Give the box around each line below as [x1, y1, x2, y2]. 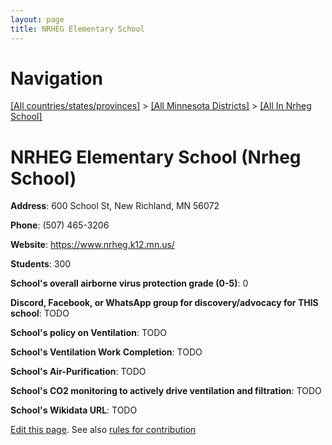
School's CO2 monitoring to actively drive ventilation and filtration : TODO [10, 385, 322, 397]
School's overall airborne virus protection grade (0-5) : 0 [10, 277, 249, 290]
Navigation [10, 67, 103, 90]
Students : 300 [10, 258, 72, 270]
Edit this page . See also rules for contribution [10, 424, 197, 436]
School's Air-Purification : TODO [10, 366, 147, 378]
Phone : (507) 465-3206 [10, 219, 110, 231]
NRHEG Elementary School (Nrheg [10, 146, 302, 168]
